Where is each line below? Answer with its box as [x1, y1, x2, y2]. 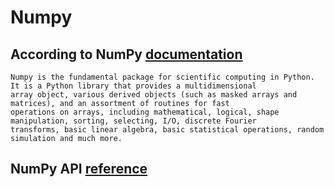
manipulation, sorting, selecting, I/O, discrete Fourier [10, 116, 257, 126]
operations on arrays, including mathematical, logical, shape [10, 107, 280, 117]
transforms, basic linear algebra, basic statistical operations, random [10, 125, 325, 135]
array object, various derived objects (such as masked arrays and [10, 90, 298, 100]
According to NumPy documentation [10, 46, 243, 63]
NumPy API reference [10, 161, 148, 178]
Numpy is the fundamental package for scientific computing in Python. [10, 72, 315, 82]
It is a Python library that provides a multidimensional [10, 81, 257, 91]
